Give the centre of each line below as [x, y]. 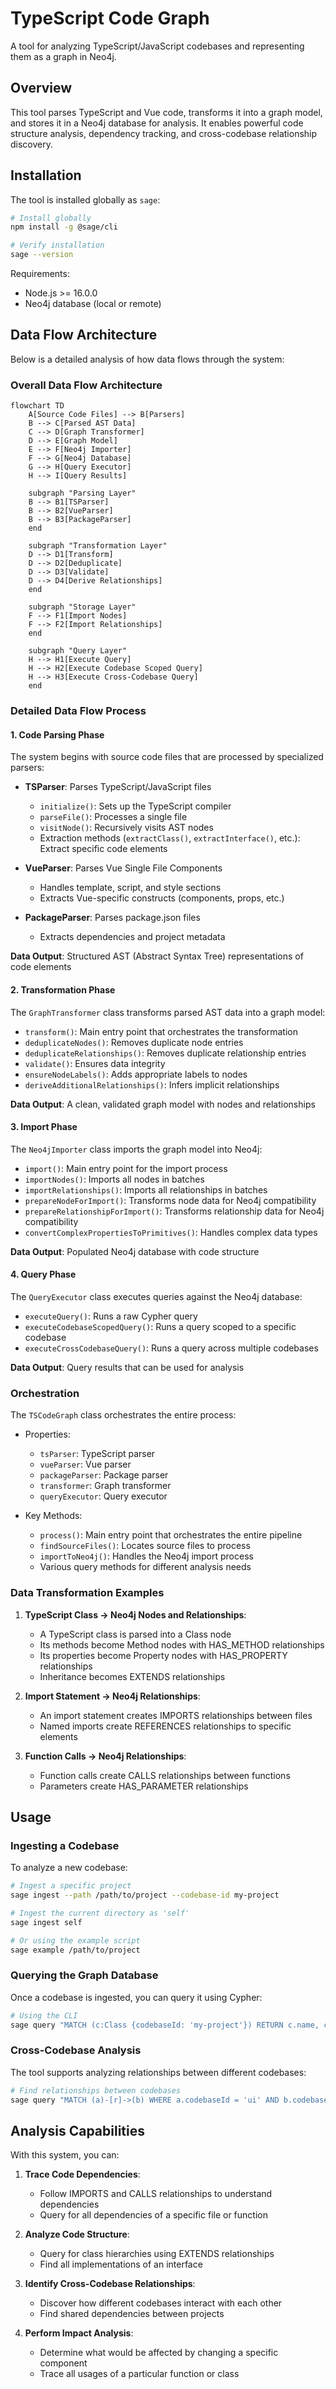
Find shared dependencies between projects [132, 2314]
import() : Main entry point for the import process [126, 1168]
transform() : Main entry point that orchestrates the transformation [161, 1031]
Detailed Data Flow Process [78, 711]
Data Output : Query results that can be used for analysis [127, 1367]
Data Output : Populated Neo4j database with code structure [135, 1251]
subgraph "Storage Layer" [82, 607]
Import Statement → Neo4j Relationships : [112, 1696]
